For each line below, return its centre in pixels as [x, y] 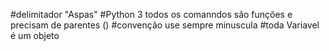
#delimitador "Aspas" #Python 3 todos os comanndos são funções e [151, 14]
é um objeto [35, 35]
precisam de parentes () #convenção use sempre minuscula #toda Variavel [165, 25]
